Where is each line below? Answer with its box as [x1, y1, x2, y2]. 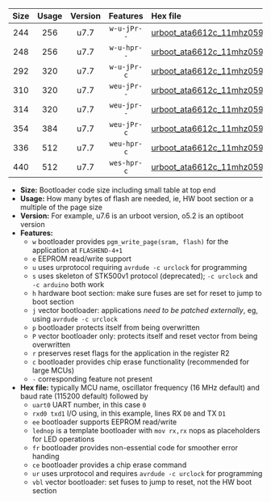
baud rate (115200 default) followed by [19, 391, 148, 401]
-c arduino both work [31, 280, 105, 289]
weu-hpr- [109, 139, 143, 148]
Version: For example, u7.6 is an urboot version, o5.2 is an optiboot [19, 211, 244, 221]
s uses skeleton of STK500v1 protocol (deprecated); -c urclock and [31, 271, 258, 281]
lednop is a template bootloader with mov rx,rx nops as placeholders [31, 426, 261, 435]
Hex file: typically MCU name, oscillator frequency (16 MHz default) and [19, 383, 261, 392]
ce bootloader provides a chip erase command [31, 460, 187, 470]
